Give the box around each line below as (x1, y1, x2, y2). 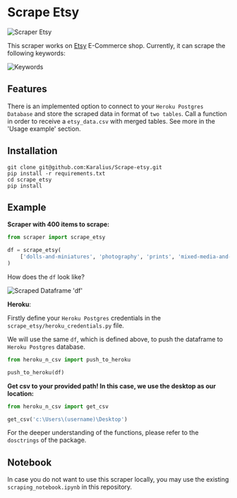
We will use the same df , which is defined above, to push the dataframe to (7, 335, 224, 343)
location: (7, 389, 34, 398)
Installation (7, 145, 58, 157)
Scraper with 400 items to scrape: (7, 220, 110, 228)
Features (7, 83, 47, 95)
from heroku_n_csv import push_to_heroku (7, 356, 131, 363)
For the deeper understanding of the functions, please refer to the (7, 429, 199, 437)
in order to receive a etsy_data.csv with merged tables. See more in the (7, 117, 216, 125)
